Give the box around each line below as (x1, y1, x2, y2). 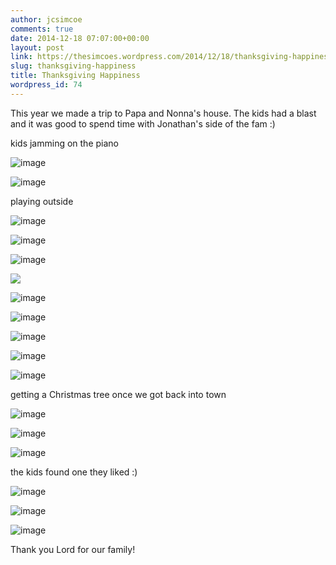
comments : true (10, 24, 74, 34)
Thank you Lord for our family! (10, 543, 136, 555)
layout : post (10, 42, 65, 53)
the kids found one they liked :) (10, 466, 138, 478)
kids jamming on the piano (10, 137, 119, 149)
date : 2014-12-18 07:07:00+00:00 (10, 33, 150, 43)
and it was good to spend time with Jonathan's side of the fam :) (10, 117, 276, 130)
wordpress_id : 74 (10, 80, 83, 90)
